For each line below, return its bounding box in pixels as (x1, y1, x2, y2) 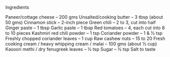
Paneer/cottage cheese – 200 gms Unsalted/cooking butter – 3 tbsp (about (5, 14, 163, 20)
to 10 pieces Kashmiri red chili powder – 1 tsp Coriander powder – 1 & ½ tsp (5, 30, 163, 36)
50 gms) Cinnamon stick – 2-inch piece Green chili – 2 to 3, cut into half (5, 20, 156, 25)
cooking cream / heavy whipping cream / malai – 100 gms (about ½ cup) (5, 41, 157, 47)
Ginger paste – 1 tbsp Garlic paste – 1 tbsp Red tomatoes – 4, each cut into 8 (5, 25, 165, 31)
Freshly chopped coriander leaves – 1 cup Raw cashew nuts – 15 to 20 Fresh (5, 35, 165, 41)
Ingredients (5, 5, 30, 10)
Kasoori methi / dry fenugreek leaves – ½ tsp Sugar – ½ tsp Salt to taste (5, 46, 156, 52)
